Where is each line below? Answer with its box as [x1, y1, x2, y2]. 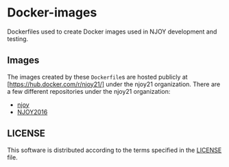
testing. [7, 34, 29, 42]
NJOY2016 [16, 107, 48, 116]
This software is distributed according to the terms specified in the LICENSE [7, 146, 222, 154]
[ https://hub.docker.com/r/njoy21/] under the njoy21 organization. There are [7, 80, 221, 88]
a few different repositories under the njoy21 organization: [7, 87, 171, 95]
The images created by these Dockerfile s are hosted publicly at [7, 73, 188, 81]
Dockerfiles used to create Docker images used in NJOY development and [7, 27, 217, 36]
